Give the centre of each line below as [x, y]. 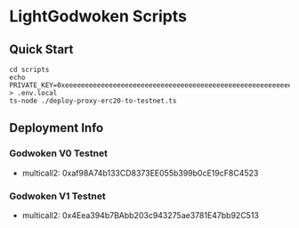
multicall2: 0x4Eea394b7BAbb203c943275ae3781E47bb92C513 [141, 215]
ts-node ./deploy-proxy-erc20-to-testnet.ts [93, 101]
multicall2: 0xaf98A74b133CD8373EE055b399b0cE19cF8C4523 [140, 173]
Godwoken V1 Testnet [57, 196]
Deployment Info [57, 128]
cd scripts [29, 69]
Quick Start [41, 49]
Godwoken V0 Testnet [59, 153]
